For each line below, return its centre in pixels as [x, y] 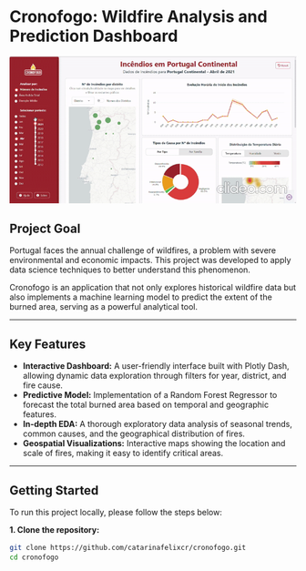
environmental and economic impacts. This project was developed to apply [150, 260]
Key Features [48, 344]
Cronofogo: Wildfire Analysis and [138, 17]
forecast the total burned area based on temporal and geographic [146, 405]
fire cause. [43, 385]
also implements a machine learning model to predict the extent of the [141, 297]
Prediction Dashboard [94, 36]
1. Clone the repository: [55, 530]
